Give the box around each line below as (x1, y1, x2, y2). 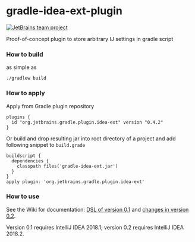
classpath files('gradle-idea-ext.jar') (17, 163, 118, 169)
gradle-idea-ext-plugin (6, 4, 123, 18)
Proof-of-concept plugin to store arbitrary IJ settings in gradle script (6, 35, 174, 42)
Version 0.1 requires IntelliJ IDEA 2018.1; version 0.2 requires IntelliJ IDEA (6, 224, 184, 231)
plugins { (6, 114, 31, 120)
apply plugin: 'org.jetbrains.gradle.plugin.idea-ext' (6, 178, 145, 185)
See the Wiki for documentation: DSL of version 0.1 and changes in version (6, 206, 189, 213)
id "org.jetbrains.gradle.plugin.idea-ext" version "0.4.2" (11, 119, 163, 125)
